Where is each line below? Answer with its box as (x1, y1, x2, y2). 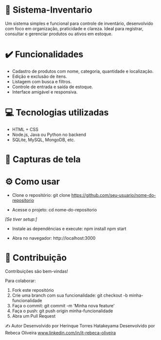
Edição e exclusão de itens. (12, 73, 67, 79)
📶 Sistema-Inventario (5, 4, 92, 16)
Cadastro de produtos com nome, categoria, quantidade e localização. (12, 68, 154, 74)
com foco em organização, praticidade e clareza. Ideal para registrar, (5, 25, 143, 31)
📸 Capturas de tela (5, 154, 81, 165)
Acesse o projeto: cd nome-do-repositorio (12, 207, 97, 212)
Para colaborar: (5, 278, 36, 283)
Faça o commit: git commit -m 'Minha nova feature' (12, 302, 115, 308)
